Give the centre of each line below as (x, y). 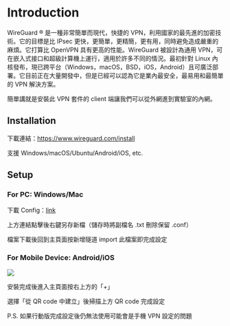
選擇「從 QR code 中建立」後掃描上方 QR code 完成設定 (86, 301)
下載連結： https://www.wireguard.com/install (71, 138)
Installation (32, 121)
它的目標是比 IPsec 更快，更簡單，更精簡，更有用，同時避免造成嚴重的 (119, 41)
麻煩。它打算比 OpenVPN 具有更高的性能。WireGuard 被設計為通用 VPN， (112, 50)
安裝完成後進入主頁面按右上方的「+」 (60, 286)
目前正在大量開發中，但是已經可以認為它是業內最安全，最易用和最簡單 (124, 75)
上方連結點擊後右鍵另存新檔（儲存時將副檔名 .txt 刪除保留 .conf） (100, 225)
